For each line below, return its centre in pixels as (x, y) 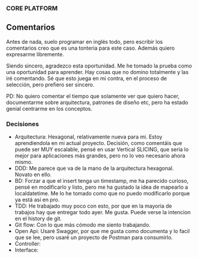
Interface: (26, 250)
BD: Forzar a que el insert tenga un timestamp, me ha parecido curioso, (102, 181)
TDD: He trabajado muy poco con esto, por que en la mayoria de (93, 206)
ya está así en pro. (37, 200)
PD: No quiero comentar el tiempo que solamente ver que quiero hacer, (93, 96)
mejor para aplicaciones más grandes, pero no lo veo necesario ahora (100, 156)
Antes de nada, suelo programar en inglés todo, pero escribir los (85, 41)
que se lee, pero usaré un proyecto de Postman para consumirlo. (94, 237)
